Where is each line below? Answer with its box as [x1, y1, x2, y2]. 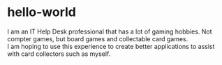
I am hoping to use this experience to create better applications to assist [7, 42, 215, 50]
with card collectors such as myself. [7, 50, 111, 58]
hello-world [7, 4, 77, 20]
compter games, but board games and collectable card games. [7, 34, 188, 43]
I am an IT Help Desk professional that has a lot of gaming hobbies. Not [7, 27, 212, 36]
